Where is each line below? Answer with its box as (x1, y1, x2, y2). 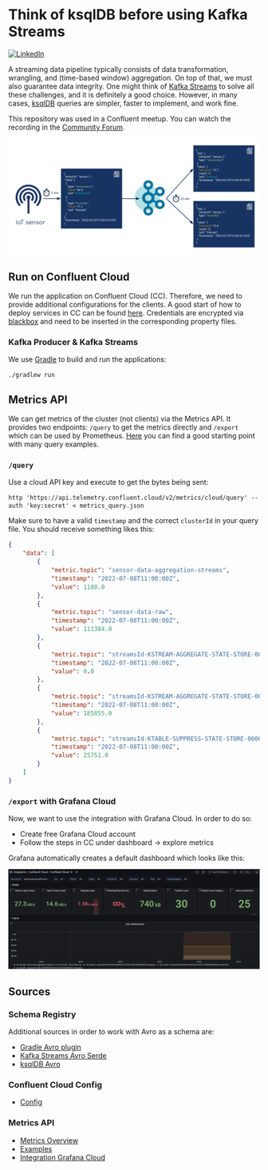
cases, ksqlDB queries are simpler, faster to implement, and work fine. (8, 98, 239, 108)
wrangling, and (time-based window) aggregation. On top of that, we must (8, 73, 253, 82)
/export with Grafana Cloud (8, 795, 116, 807)
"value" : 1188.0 (50, 583, 105, 591)
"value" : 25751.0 (50, 752, 109, 760)
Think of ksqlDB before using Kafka (8, 6, 249, 24)
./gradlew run (8, 371, 56, 379)
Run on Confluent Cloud (8, 270, 130, 284)
